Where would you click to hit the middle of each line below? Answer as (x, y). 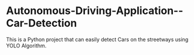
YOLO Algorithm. (26, 46)
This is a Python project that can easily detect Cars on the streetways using (97, 39)
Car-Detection (42, 23)
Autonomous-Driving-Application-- (95, 11)
